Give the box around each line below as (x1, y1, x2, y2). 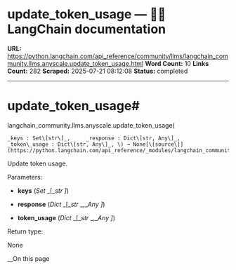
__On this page (7, 254, 51, 262)
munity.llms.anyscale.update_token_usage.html (7, 59, 144, 67)
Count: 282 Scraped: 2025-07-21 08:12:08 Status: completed (7, 67, 188, 75)
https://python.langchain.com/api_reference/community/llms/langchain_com (7, 52, 228, 60)
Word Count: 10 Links (145, 59, 209, 67)
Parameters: (7, 173, 43, 181)
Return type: (7, 227, 44, 236)
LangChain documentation (7, 21, 166, 37)
